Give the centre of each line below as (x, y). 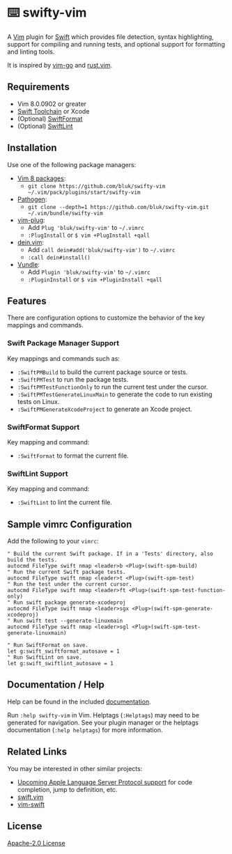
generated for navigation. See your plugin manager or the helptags (103, 722)
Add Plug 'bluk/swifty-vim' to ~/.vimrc (86, 227)
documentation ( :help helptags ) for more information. (85, 730)
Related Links (37, 752)
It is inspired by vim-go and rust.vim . (60, 65)
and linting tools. (31, 52)
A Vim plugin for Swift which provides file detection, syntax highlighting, (110, 37)
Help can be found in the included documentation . (79, 701)
